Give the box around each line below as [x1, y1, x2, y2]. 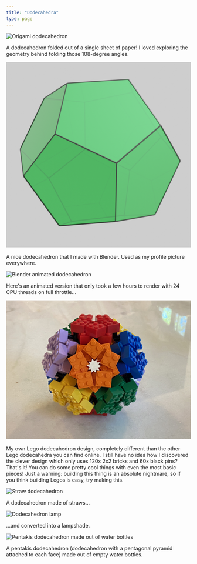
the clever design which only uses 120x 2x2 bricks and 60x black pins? [6, 458, 178, 465]
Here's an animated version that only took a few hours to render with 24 [6, 282, 180, 289]
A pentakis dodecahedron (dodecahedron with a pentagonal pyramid [6, 545, 173, 552]
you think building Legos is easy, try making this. [6, 476, 124, 483]
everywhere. [6, 259, 37, 266]
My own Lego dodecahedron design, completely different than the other [6, 445, 181, 452]
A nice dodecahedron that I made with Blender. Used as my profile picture [6, 253, 185, 260]
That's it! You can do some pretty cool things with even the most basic [6, 463, 176, 470]
